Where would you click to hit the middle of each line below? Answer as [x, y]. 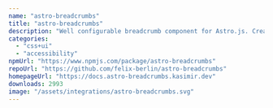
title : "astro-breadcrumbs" [56, 24]
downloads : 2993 [36, 84]
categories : [28, 39]
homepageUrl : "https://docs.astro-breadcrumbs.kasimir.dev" [113, 76]
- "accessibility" [47, 54]
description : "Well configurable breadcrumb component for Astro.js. [129, 31]
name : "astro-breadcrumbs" [54, 16]
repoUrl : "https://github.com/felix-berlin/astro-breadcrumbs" [118, 69]
